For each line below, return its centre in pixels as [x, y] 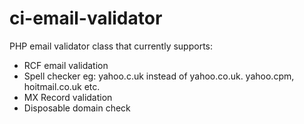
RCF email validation [66, 65]
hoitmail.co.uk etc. [62, 86]
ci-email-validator [86, 18]
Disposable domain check [77, 108]
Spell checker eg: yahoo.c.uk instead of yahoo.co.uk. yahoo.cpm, [159, 76]
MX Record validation [68, 97]
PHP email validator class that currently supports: [111, 46]
